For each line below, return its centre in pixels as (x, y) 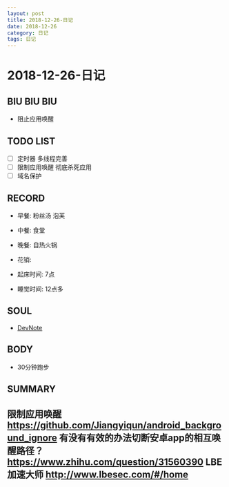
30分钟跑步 (33, 367)
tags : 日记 (22, 39)
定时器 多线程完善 (42, 158)
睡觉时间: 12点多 (40, 289)
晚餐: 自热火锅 (37, 245)
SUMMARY (32, 389)
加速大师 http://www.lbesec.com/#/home (98, 475)
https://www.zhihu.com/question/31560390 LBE (115, 462)
